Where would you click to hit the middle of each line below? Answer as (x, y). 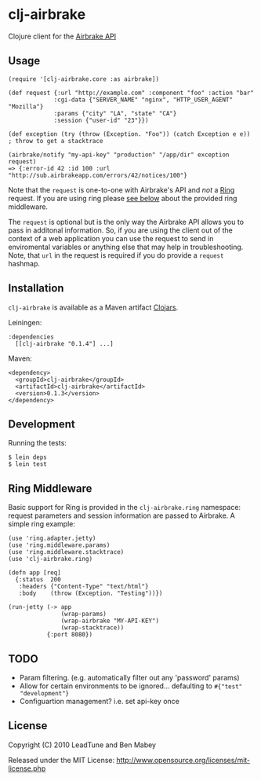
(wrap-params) (84, 614)
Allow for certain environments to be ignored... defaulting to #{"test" (131, 686)
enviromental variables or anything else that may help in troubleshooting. (126, 247)
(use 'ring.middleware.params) (59, 545)
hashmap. (24, 263)
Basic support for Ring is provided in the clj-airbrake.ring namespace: (125, 508)
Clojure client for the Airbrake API (62, 36)
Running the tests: (37, 443)
